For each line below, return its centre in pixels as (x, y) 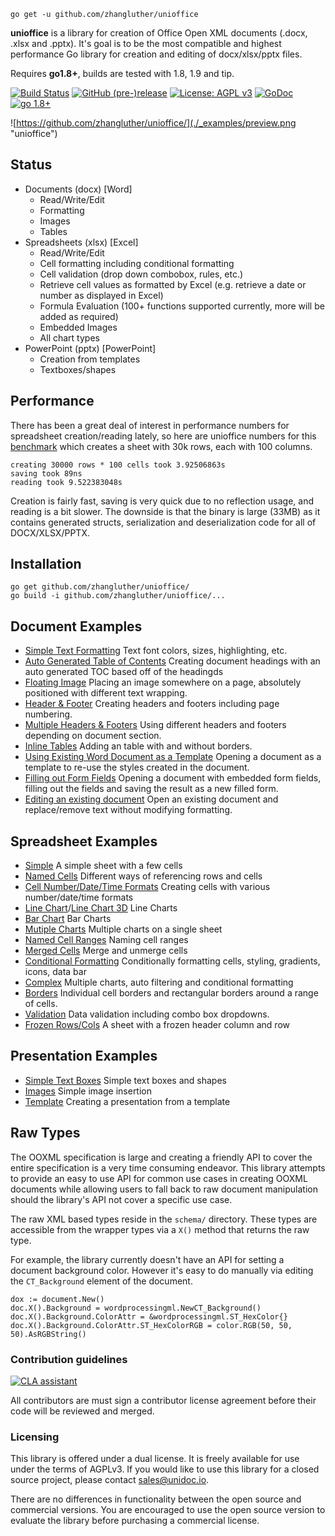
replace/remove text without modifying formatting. (128, 810)
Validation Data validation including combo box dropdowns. (147, 1014)
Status (31, 165)
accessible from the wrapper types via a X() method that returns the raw (160, 1229)
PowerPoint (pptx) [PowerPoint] (90, 348)
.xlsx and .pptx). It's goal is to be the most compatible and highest (146, 43)
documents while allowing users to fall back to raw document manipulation (164, 1189)
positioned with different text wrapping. (106, 693)
